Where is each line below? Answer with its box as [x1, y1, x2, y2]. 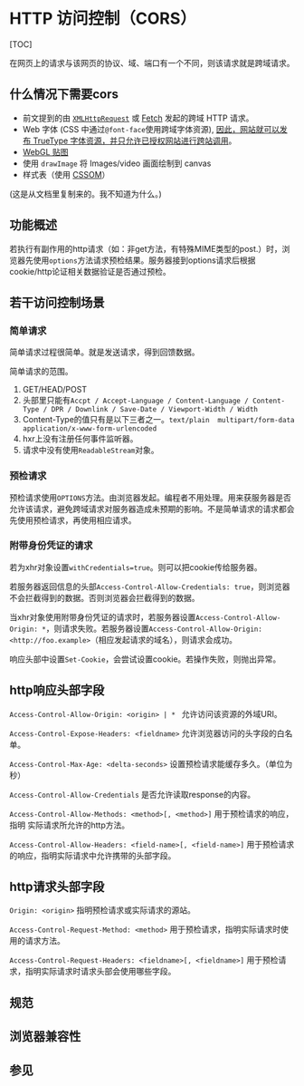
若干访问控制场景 [9, 295, 105, 310]
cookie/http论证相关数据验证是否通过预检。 [9, 266, 172, 276]
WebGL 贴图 [22, 146, 69, 157]
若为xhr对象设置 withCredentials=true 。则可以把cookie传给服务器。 [9, 561, 262, 572]
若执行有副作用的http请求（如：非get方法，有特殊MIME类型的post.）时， [9, 243, 282, 254]
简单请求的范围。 [9, 366, 73, 377]
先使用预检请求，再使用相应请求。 [9, 514, 137, 526]
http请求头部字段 [9, 879, 105, 895]
